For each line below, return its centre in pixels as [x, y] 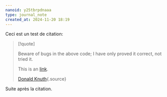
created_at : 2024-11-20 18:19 [38, 19]
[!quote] [26, 44]
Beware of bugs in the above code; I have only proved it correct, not [90, 54]
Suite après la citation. [29, 89]
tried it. [25, 59]
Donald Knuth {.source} [42, 79]
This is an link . [33, 69]
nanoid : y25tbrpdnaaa [28, 10]
